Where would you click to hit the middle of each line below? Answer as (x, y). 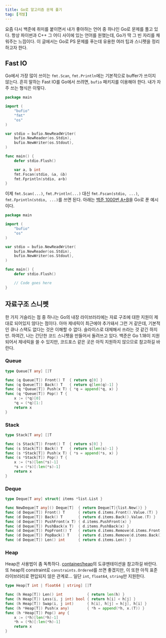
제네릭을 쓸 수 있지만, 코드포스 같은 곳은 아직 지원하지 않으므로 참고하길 (87, 341)
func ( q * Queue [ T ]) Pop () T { (36, 394)
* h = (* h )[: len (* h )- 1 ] (37, 622)
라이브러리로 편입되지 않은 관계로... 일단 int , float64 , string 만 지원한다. (75, 576)
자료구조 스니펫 (27, 304)
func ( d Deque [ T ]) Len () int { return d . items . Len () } (68, 540)
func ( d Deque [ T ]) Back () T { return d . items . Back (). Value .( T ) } (81, 517)
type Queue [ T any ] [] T (28, 371)
